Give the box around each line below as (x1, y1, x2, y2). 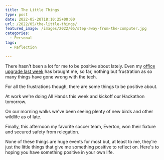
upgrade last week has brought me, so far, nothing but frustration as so (5, 68, 152, 74)
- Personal (10, 36, 33, 41)
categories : (5, 31, 30, 36)
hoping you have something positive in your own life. (5, 149, 114, 155)
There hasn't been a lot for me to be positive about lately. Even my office (5, 63, 155, 69)
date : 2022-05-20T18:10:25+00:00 (5, 17, 75, 22)
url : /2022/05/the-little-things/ (5, 21, 78, 27)
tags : (5, 40, 17, 45)
